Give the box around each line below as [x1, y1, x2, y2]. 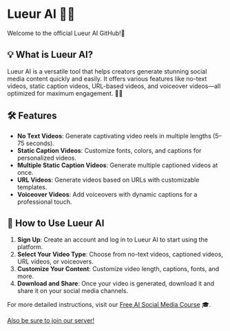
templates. [17, 182, 48, 191]
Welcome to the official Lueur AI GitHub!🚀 [7, 29, 125, 37]
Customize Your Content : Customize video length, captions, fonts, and [17, 265, 220, 273]
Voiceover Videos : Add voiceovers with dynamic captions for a [17, 190, 198, 198]
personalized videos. [17, 153, 77, 162]
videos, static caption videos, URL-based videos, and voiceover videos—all [7, 82, 221, 90]
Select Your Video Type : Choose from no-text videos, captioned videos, [17, 250, 224, 259]
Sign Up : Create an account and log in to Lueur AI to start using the [17, 235, 209, 244]
